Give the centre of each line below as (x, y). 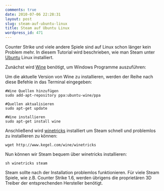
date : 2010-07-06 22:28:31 (33, 14)
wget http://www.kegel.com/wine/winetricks (51, 145)
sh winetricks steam (27, 163)
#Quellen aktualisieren (30, 104)
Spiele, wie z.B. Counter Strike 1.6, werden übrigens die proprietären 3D (79, 178)
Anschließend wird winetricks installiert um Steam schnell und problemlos (81, 130)
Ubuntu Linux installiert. (29, 57)
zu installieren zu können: (31, 136)
